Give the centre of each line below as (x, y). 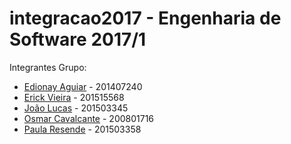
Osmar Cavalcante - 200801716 (89, 118)
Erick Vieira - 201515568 (74, 97)
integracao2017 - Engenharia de (145, 18)
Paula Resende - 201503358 (82, 129)
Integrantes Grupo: (48, 67)
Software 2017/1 (78, 39)
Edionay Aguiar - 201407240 (83, 86)
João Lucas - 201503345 (76, 108)
